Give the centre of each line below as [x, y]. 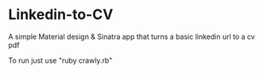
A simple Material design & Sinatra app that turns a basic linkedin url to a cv [132, 36]
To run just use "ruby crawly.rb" [60, 60]
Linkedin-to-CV [61, 15]
